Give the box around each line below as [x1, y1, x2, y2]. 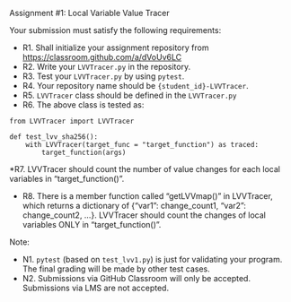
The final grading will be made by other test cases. [22, 263, 210, 274]
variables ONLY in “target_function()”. [22, 220, 162, 229]
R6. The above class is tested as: [22, 99, 145, 110]
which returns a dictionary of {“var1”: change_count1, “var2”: [22, 201, 247, 211]
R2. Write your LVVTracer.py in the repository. [22, 62, 191, 72]
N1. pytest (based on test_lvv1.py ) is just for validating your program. [22, 255, 283, 264]
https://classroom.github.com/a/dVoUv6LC [22, 52, 182, 62]
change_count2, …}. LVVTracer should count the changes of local [22, 210, 267, 220]
